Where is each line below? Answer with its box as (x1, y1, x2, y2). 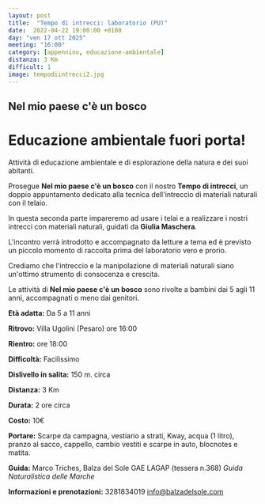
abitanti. (8, 165, 35, 175)
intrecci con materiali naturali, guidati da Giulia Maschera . (8, 222, 198, 231)
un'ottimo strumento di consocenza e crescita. (8, 269, 161, 279)
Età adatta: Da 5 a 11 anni (8, 308, 91, 317)
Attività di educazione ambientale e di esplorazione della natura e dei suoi (8, 157, 248, 167)
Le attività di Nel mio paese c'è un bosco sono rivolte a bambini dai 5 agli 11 (8, 284, 256, 294)
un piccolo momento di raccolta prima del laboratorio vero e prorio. (8, 245, 227, 255)
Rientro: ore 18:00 (8, 339, 68, 348)
